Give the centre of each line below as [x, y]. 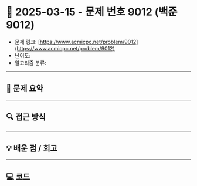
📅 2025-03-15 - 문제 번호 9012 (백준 [92, 12]
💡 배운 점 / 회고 [32, 148]
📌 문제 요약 [25, 89]
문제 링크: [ [27, 42]
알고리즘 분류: [30, 63]
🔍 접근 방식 [26, 117]
